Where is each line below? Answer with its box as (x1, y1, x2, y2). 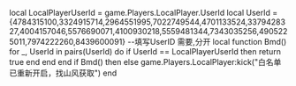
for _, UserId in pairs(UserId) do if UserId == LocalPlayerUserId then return (9, 47, 281, 56)
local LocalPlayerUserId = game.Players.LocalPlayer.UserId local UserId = (9, 8, 278, 18)
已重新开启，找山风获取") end (9, 68, 118, 78)
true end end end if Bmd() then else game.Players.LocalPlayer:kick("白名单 (9, 57, 282, 67)
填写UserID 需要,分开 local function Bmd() (134, 37, 287, 47)
